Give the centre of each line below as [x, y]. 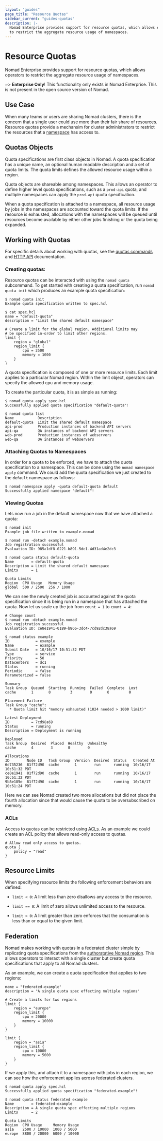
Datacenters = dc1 [26, 663]
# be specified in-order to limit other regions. [56, 333]
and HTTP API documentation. [35, 257]
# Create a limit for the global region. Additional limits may [71, 329]
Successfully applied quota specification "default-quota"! [67, 405]
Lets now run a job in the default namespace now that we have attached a [79, 514]
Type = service [30, 654]
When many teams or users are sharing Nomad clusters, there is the [73, 116]
